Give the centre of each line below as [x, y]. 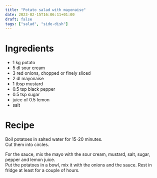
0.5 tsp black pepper [34, 89]
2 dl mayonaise [28, 79]
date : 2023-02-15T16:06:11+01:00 [40, 15]
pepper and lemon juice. [30, 160]
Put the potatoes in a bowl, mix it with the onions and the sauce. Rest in [79, 165]
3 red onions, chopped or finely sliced [51, 73]
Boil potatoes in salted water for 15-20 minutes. [54, 139]
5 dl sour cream [28, 68]
